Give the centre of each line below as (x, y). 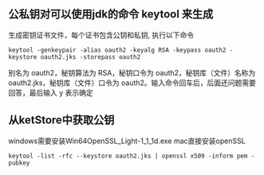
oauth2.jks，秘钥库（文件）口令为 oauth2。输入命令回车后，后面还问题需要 (132, 83)
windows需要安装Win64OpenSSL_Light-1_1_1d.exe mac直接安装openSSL (127, 141)
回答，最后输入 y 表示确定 (51, 92)
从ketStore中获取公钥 (61, 121)
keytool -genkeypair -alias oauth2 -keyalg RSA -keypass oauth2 (117, 50)
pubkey (19, 163)
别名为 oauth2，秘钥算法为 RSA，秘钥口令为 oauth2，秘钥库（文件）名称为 (132, 72)
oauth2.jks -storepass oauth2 (91, 57)
